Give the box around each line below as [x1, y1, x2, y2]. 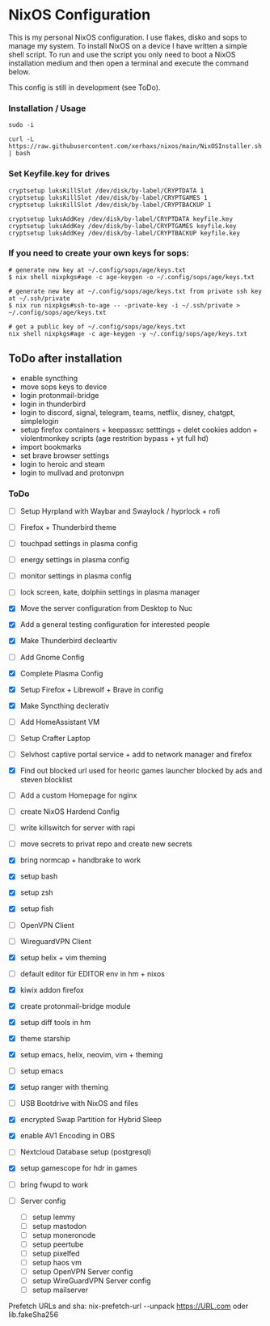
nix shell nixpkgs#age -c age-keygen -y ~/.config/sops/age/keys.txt [8, 329, 248, 337]
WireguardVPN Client [19, 936, 91, 946]
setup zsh [19, 888, 54, 897]
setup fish [19, 904, 54, 913]
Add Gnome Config [19, 652, 85, 662]
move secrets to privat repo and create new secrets [19, 839, 192, 849]
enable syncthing [19, 373, 78, 383]
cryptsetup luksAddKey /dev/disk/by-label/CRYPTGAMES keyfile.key [8, 222, 237, 230]
